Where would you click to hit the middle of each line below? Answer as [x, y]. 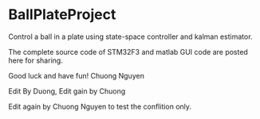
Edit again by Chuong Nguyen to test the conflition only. [100, 106]
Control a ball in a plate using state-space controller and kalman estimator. [130, 36]
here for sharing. [36, 60]
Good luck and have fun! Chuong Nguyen [77, 75]
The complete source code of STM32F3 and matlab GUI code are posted [128, 52]
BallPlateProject [62, 15]
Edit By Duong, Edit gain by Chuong [67, 91]
